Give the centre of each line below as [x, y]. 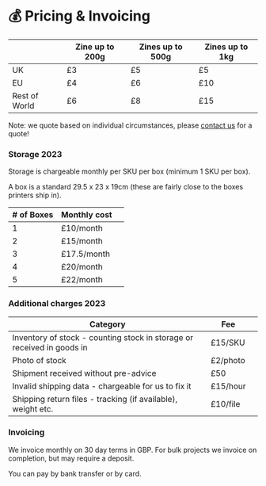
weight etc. [33, 408]
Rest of [25, 95]
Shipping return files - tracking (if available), [95, 399]
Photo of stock [40, 360]
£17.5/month [85, 254]
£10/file [226, 404]
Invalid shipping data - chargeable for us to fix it [102, 386]
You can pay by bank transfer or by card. [75, 473]
